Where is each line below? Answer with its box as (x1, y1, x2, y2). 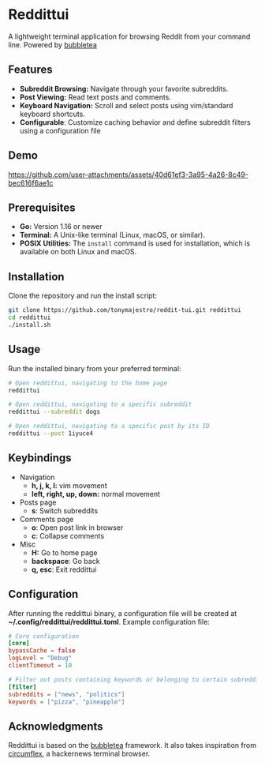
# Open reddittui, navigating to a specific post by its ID (8, 422, 211, 430)
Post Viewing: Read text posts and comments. (19, 92, 172, 102)
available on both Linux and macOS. (19, 247, 137, 257)
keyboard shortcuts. (19, 109, 85, 118)
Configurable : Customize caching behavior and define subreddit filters (19, 117, 251, 127)
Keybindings (8, 452, 73, 465)
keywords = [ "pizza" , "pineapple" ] (8, 697, 125, 706)
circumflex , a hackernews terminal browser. (8, 749, 151, 759)
